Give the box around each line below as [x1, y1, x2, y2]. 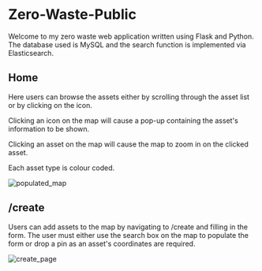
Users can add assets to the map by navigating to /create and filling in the [8, 222, 249, 232]
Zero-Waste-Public [8, 6, 137, 24]
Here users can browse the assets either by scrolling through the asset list [8, 92, 250, 102]
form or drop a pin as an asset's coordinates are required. [8, 239, 196, 248]
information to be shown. [8, 124, 90, 133]
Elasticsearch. [8, 48, 54, 58]
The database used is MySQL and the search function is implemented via [8, 39, 246, 49]
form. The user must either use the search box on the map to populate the [8, 230, 249, 239]
